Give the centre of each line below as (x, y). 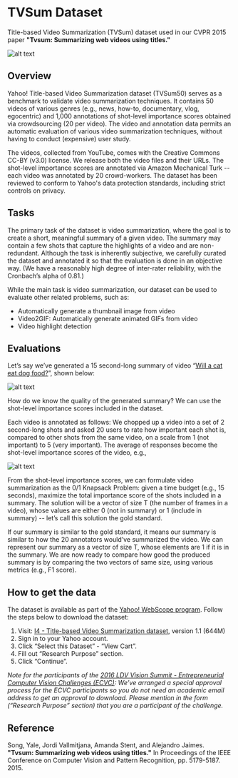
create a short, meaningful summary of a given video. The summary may (114, 238)
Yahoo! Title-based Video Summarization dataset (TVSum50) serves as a (115, 93)
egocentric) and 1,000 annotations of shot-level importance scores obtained (119, 116)
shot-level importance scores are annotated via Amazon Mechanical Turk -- (119, 168)
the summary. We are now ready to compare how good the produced (109, 555)
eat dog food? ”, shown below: (51, 373)
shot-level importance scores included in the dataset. (86, 408)
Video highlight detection (55, 326)
